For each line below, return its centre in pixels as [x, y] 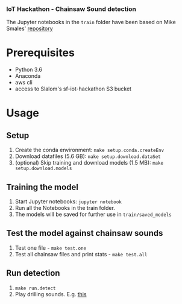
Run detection [33, 273]
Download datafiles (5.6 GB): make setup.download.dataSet [88, 156]
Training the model [42, 187]
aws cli [24, 83]
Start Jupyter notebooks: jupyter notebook [68, 201]
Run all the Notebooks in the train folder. [65, 208]
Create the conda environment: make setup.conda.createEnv [89, 150]
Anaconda [28, 76]
